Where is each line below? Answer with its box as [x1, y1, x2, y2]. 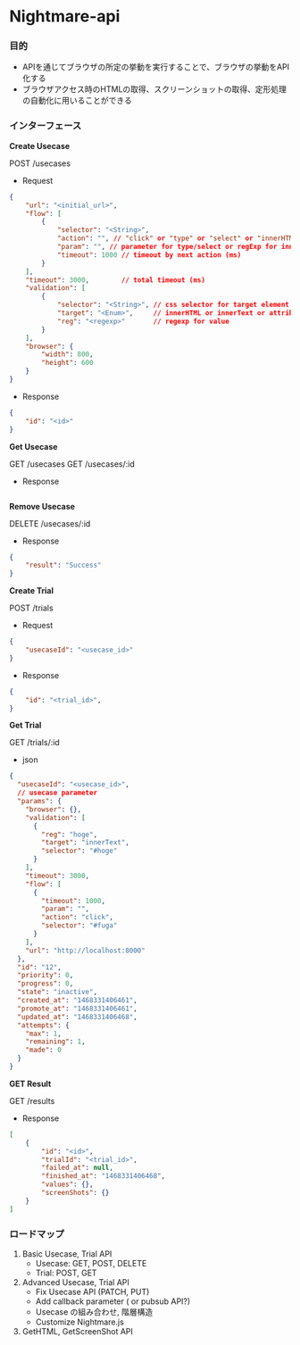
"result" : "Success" [25, 560, 102, 570]
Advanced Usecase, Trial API [21, 1276, 129, 1287]
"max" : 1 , [25, 1029, 62, 1038]
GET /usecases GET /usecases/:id [9, 458, 136, 469]
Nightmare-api [9, 6, 121, 27]
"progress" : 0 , [17, 979, 74, 988]
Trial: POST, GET [35, 1267, 97, 1278]
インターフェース [9, 120, 82, 132]
